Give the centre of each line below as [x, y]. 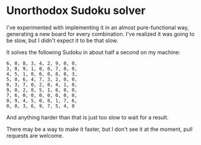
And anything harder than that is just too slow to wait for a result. [87, 117]
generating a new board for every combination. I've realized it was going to [100, 34]
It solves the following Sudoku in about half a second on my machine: [93, 52]
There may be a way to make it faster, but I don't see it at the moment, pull [100, 129]
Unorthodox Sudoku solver [76, 11]
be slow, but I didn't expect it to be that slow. [62, 40]
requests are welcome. [35, 135]
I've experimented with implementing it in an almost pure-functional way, [98, 27]
